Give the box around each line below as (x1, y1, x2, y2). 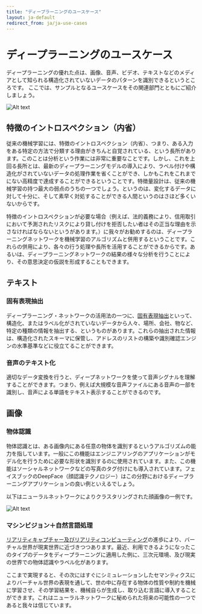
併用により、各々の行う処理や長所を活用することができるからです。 (22, 243, 191, 250)
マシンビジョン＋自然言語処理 (6, 521, 93, 530)
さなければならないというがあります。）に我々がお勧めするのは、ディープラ (6, 228, 193, 235)
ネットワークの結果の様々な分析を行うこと (74, 251, 180, 258)
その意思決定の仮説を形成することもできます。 (16, 258, 133, 265)
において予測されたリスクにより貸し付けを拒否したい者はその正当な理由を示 (6, 221, 197, 228)
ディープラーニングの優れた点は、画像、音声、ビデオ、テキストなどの (6, 69, 180, 76)
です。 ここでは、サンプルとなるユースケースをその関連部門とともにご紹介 (11, 84, 197, 91)
